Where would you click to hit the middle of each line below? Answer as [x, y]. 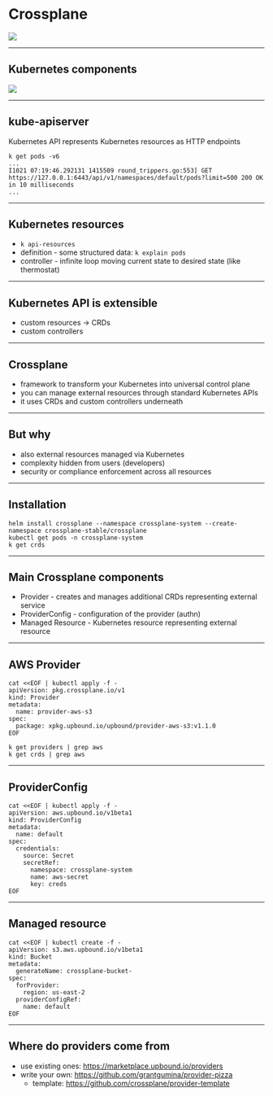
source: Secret [49, 856]
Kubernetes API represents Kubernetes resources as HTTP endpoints [125, 141]
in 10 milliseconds [41, 185]
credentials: [38, 849]
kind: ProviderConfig [45, 820]
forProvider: [38, 985]
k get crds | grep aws [47, 755]
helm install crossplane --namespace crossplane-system [105, 523]
